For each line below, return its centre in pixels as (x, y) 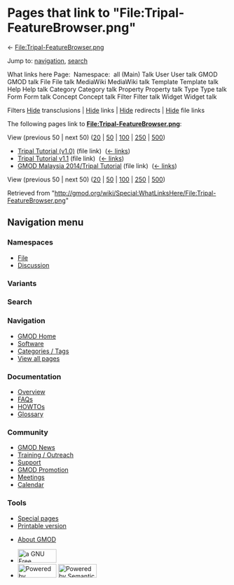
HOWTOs (31, 407)
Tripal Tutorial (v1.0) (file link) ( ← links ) (74, 151)
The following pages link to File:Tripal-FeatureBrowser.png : (95, 123)
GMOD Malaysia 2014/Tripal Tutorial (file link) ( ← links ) (97, 165)
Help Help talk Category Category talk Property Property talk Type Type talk (117, 89)
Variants (22, 283)
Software (30, 343)
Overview (31, 392)
